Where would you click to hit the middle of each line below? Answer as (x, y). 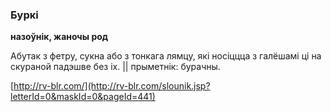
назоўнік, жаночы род (59, 37)
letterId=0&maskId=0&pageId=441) (83, 97)
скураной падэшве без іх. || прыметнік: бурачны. (115, 67)
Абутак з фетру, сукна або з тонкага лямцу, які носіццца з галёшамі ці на (166, 56)
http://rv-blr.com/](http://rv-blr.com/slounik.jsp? (112, 86)
